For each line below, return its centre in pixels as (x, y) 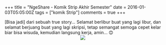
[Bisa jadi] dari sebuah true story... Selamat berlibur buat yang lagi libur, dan (83, 22)
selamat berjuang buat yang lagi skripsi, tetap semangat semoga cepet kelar (83, 27)
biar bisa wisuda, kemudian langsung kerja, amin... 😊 (59, 32)
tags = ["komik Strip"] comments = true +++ (80, 12)
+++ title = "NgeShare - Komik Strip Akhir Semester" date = (66, 7)
